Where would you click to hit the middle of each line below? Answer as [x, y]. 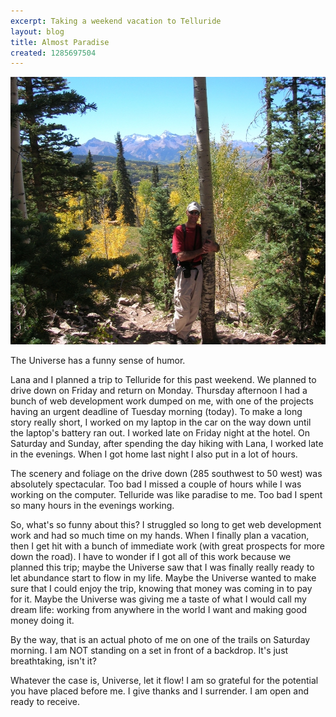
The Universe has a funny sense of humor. [98, 361]
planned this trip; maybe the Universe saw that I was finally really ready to [162, 567]
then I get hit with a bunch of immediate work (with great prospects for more [168, 546]
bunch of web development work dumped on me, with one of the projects [162, 401]
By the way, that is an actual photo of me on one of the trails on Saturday [160, 640]
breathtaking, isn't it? [53, 661]
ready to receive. [45, 702]
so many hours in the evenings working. [92, 506]
